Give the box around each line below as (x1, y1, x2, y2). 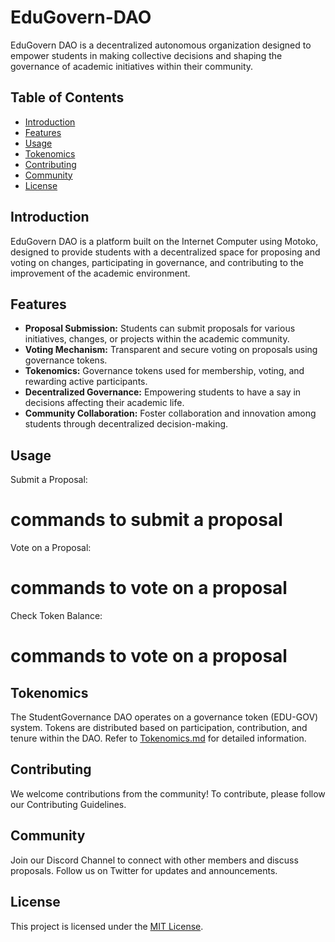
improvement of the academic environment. (10, 267, 191, 279)
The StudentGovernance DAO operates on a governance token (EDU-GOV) (10, 711, 319, 723)
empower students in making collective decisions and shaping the (10, 49, 283, 61)
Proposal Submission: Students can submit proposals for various (24, 322, 296, 335)
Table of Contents (10, 89, 125, 106)
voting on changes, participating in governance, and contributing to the (10, 256, 304, 268)
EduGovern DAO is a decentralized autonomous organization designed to (10, 39, 312, 51)
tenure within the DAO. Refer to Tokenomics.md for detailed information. (10, 732, 307, 745)
